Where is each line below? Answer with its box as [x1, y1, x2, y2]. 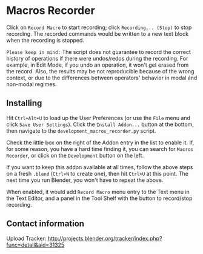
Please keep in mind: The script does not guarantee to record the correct [6, 48, 191, 55]
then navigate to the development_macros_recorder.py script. [6, 127, 156, 134]
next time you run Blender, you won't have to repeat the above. [6, 176, 164, 184]
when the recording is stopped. [6, 36, 85, 44]
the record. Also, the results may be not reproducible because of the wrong [6, 67, 195, 75]
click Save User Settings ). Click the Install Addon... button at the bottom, [6, 121, 194, 128]
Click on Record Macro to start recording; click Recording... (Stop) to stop [6, 24, 192, 31]
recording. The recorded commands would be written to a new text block [6, 30, 189, 37]
